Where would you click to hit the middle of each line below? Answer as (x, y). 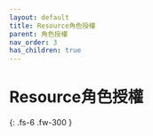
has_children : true (45, 51)
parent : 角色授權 (39, 34)
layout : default (39, 17)
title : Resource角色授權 (52, 26)
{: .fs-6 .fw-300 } (41, 123)
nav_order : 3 (33, 42)
